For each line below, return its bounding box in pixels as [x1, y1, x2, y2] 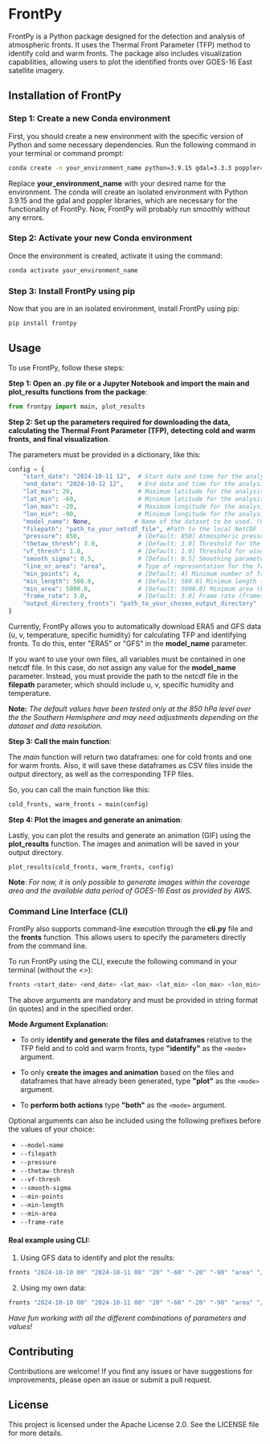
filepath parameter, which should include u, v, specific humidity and [8, 680, 235, 689]
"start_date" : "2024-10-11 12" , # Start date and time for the [22, 472, 243, 481]
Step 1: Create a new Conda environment [8, 113, 171, 125]
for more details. [8, 1428, 63, 1438]
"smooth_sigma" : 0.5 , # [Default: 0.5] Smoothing [22, 555, 231, 563]
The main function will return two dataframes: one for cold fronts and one [8, 752, 252, 762]
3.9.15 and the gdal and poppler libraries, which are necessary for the [8, 195, 238, 205]
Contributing [8, 1345, 74, 1359]
